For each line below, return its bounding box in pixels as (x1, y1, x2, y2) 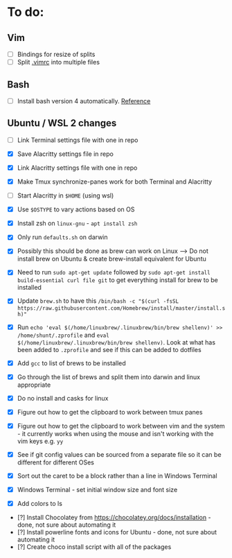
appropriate (17, 381, 51, 389)
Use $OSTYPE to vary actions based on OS (17, 205, 135, 213)
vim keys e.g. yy (17, 437, 64, 445)
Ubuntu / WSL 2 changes (7, 117, 117, 129)
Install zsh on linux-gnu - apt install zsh (17, 219, 138, 227)
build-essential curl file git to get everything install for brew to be (17, 276, 218, 284)
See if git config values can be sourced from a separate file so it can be (17, 450, 222, 458)
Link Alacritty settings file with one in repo (17, 164, 138, 172)
